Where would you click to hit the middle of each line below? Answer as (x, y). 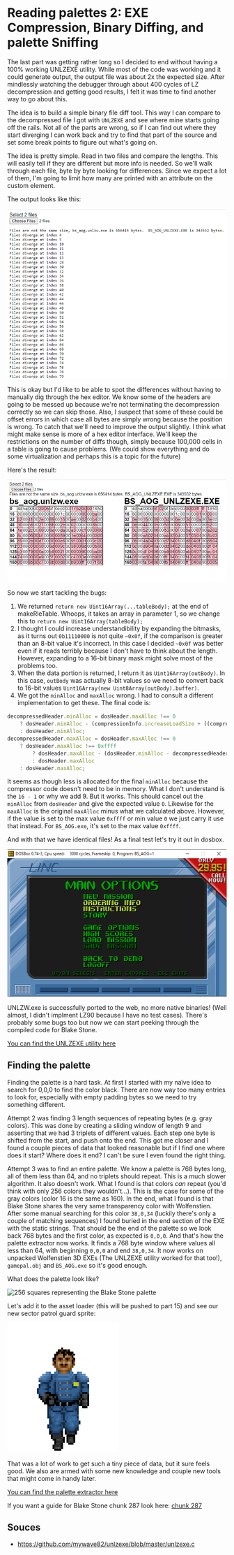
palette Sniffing (53, 43)
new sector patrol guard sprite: (52, 1313)
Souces (24, 1527)
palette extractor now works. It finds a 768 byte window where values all (111, 1243)
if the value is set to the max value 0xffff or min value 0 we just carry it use (116, 818)
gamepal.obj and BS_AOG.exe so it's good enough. (77, 1265)
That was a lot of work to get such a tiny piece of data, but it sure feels (109, 1463)
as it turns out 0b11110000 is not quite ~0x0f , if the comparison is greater (120, 636)
